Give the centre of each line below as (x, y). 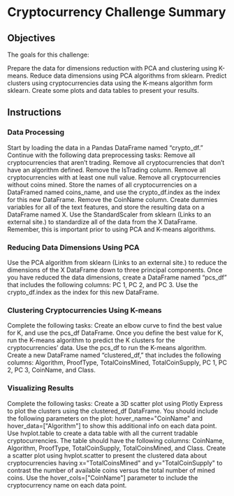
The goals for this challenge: (48, 54)
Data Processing (36, 132)
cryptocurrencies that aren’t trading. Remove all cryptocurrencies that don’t (116, 162)
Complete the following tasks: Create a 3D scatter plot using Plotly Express (115, 403)
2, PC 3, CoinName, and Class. (51, 370)
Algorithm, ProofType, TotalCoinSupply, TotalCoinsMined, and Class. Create (117, 448)
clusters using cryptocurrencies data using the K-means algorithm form (110, 83)
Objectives (31, 38)
